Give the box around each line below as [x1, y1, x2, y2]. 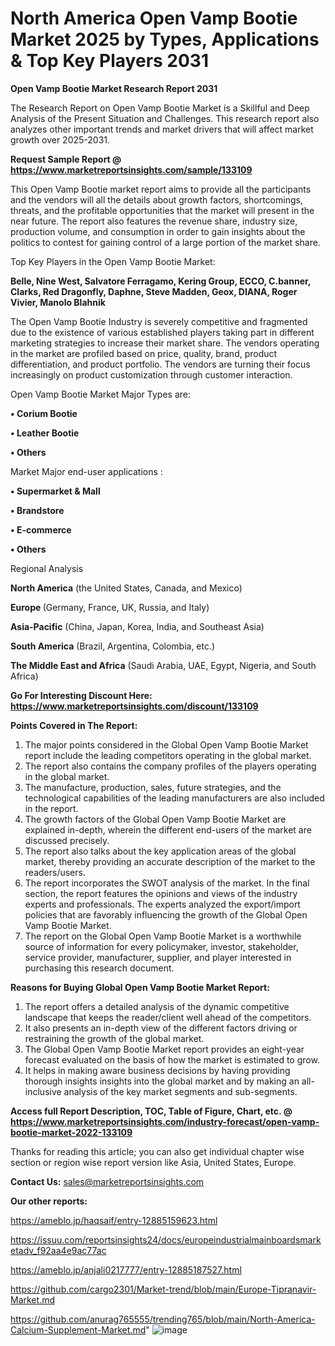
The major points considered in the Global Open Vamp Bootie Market [24, 738, 309, 751]
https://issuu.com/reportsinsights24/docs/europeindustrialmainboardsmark [10, 1233, 322, 1246]
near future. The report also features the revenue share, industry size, [10, 215, 298, 227]
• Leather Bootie [10, 427, 80, 439]
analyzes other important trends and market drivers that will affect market [10, 123, 314, 135]
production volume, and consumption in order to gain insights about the [10, 225, 306, 237]
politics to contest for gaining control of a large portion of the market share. [10, 236, 321, 248]
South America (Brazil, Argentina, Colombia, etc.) [10, 640, 216, 652]
